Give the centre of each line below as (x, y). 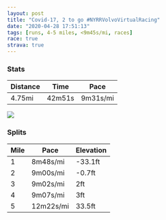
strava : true (26, 45)
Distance (25, 87)
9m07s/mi (48, 195)
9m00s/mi (48, 173)
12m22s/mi (51, 206)
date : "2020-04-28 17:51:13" (49, 26)
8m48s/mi (48, 161)
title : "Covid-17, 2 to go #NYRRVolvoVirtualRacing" (84, 20)
